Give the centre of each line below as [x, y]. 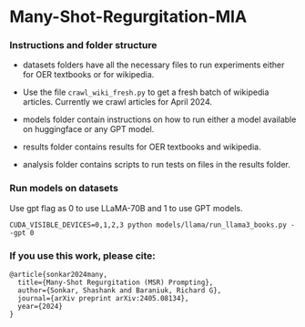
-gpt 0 [22, 233]
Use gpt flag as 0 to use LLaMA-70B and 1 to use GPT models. [126, 208]
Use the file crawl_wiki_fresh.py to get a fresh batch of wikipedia [146, 92]
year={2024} [41, 307]
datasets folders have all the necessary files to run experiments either [153, 65]
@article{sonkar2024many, [58, 275]
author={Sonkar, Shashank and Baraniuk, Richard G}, [120, 291]
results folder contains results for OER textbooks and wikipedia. [142, 147]
